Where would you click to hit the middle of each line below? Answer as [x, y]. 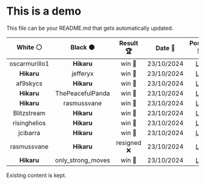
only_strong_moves [82, 160]
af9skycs [29, 83]
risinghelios [29, 123]
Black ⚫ [83, 47]
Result [129, 43]
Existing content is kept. [37, 175]
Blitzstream [29, 113]
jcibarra [29, 133]
